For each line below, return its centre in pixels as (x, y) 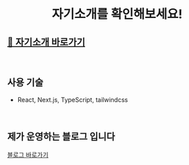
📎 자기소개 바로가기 (46, 42)
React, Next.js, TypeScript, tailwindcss (73, 99)
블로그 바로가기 (28, 155)
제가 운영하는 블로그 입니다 (61, 137)
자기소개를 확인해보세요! (117, 14)
